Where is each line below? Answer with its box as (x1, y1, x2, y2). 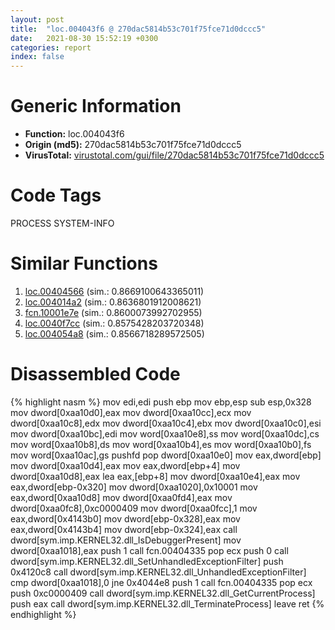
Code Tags (10, 184, 102, 207)
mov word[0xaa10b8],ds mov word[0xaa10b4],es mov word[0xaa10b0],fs (10, 438, 312, 450)
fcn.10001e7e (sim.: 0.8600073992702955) (24, 306, 203, 318)
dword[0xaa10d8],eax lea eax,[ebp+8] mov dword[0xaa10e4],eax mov (10, 470, 301, 482)
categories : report (10, 42, 92, 53)
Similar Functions (10, 252, 158, 275)
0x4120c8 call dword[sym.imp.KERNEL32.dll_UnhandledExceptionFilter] (10, 566, 307, 578)
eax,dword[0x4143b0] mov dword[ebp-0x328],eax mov (10, 512, 241, 525)
